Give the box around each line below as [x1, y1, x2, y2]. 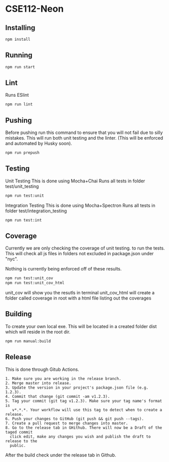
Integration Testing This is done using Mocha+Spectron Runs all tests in [5, 202, 156, 208]
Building [5, 310, 32, 318]
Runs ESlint [5, 92, 29, 98]
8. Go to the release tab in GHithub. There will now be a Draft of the [5, 425, 162, 430]
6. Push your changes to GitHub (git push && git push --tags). [5, 416, 144, 421]
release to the [5, 439, 38, 444]
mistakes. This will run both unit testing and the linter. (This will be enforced [5, 135, 163, 141]
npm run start [5, 64, 36, 69]
